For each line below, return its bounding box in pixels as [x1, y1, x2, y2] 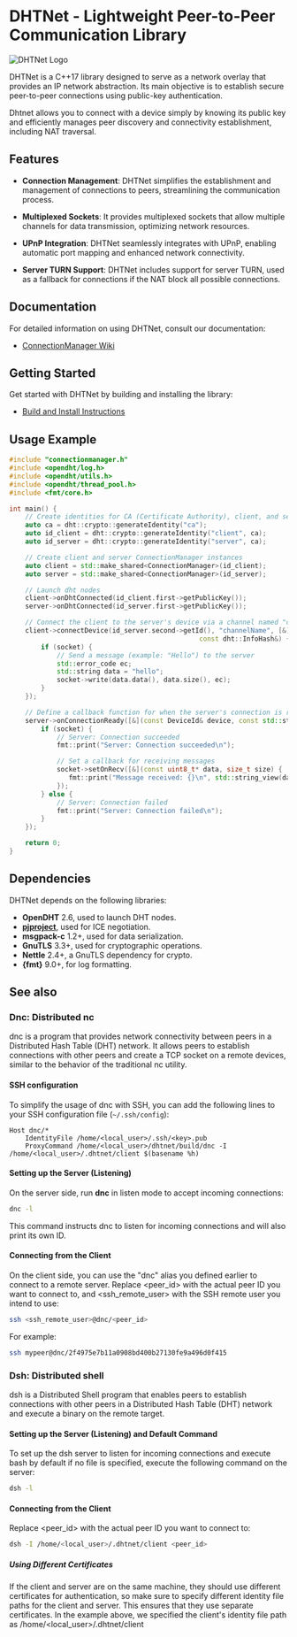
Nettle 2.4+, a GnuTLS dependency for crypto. [21, 949, 193, 960]
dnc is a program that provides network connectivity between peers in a [9, 1031, 272, 1041]
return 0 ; [25, 839, 62, 848]
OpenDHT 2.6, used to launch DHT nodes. [21, 911, 177, 922]
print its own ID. [9, 1230, 66, 1241]
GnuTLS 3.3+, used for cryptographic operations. [21, 940, 202, 950]
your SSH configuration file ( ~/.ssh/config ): [9, 1109, 170, 1119]
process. [21, 194, 55, 204]
